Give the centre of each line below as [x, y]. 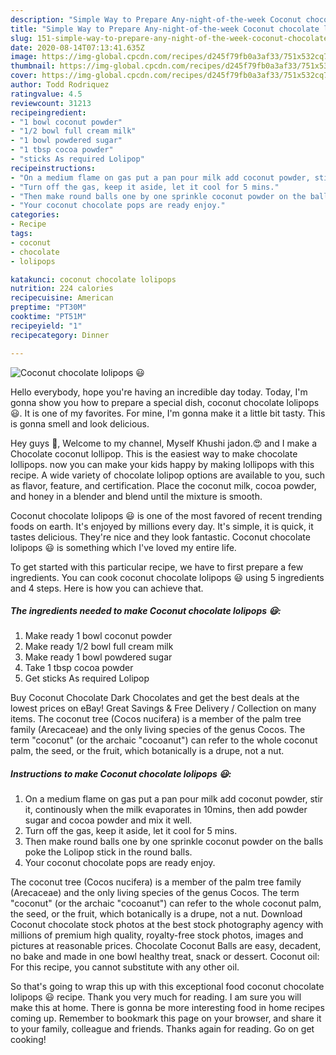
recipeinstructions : [53, 168]
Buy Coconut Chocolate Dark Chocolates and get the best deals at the [155, 698]
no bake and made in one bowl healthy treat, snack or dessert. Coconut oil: [165, 957]
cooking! [28, 1040]
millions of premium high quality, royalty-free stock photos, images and [157, 935]
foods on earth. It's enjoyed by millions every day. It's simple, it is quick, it [162, 526]
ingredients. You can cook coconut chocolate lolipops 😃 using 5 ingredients [167, 577]
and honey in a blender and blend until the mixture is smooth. [136, 496]
